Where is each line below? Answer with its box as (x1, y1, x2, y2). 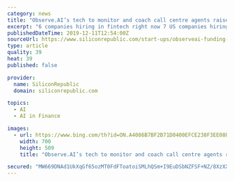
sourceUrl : (7, 36, 39, 43)
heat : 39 (7, 55, 33, 62)
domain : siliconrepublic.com (13, 87, 98, 94)
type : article (7, 42, 49, 49)
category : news (7, 10, 52, 17)
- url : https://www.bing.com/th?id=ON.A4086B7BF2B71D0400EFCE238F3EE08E (13, 131, 229, 139)
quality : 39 (7, 49, 42, 56)
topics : (7, 100, 30, 107)
